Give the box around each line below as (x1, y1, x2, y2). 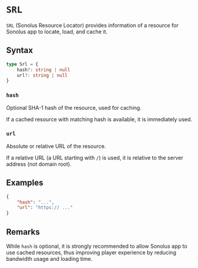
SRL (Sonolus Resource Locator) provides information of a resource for (6, 21, 179, 29)
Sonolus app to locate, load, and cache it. (6, 28, 108, 35)
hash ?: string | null (17, 67, 70, 73)
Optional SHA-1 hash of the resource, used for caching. (6, 104, 142, 111)
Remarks (6, 227, 40, 237)
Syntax (6, 45, 33, 56)
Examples (6, 178, 43, 188)
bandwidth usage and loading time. (6, 255, 93, 262)
